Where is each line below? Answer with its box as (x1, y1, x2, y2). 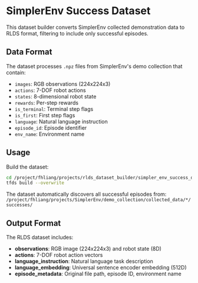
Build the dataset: (6, 163, 49, 170)
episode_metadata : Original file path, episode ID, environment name (14, 270, 181, 278)
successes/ (6, 202, 33, 208)
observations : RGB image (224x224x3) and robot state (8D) (14, 245, 162, 252)
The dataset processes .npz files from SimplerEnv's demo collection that (6, 62, 183, 70)
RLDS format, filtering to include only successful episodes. (6, 29, 148, 37)
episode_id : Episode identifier (14, 124, 87, 131)
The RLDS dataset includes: (6, 234, 74, 241)
